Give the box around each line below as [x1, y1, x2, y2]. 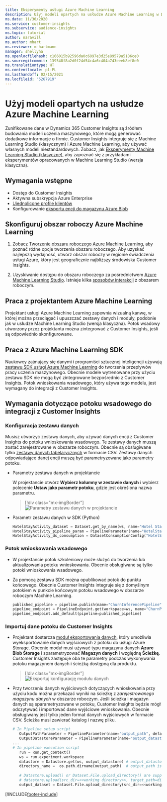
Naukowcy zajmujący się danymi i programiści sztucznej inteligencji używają [5, 359, 162, 365]
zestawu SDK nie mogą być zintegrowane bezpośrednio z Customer [5, 374, 145, 381]
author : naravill [5, 35, 41, 40]
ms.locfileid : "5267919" [5, 77, 57, 82]
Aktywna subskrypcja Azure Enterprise [12, 195, 93, 201]
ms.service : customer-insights [5, 21, 70, 26]
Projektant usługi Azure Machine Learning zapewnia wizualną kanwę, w [5, 310, 152, 316]
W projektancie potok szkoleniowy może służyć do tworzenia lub [12, 556, 146, 562]
